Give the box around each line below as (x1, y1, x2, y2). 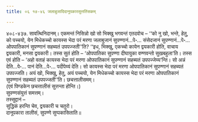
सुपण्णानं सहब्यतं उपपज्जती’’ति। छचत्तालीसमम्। (6, 76, 95, 83)
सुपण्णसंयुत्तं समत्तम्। (6, 89, 44, 96)
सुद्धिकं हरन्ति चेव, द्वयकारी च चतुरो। (6, 102, 73, 109)
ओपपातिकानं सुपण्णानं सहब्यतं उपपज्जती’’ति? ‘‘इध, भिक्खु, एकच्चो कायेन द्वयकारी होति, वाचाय (6, 43, 179, 50)
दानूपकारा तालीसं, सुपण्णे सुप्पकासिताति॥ (6, 109, 81, 116)
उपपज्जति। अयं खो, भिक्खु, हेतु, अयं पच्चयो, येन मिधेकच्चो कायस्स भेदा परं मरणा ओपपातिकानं (6, 69, 179, 76)
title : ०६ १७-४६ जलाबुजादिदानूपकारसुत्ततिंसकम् (6, 8, 96, 15)
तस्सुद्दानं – (6, 96, 26, 103)
